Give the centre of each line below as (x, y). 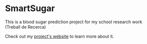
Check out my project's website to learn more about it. (60, 36)
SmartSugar (30, 8)
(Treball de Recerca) (26, 27)
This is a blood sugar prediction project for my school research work (74, 22)
